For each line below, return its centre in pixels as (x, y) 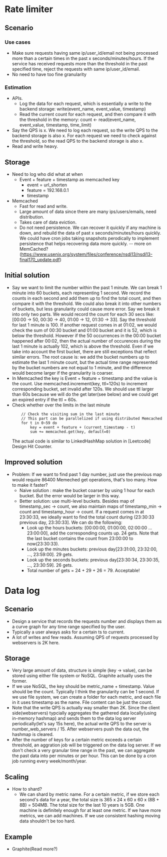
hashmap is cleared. (33, 734)
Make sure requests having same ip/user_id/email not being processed (85, 53)
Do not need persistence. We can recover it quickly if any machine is (90, 228)
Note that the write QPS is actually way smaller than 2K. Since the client (86, 708)
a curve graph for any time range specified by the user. (69, 626)
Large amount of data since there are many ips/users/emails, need (88, 211)
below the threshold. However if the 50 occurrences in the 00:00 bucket (86, 336)
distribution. (32, 217)
